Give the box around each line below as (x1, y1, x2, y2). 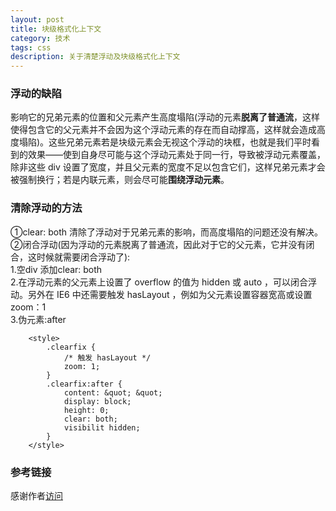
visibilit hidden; (63, 422, 141, 433)
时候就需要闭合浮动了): (36, 251, 131, 263)
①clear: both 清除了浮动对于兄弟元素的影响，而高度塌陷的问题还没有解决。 (10, 226, 324, 238)
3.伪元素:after (10, 313, 67, 325)
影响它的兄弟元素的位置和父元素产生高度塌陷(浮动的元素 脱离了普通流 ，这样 (10, 111, 321, 123)
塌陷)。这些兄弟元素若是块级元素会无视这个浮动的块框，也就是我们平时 (18, 136, 312, 148)
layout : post (10, 14, 65, 25)
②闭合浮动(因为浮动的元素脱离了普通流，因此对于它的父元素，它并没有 (10, 238, 307, 250)
